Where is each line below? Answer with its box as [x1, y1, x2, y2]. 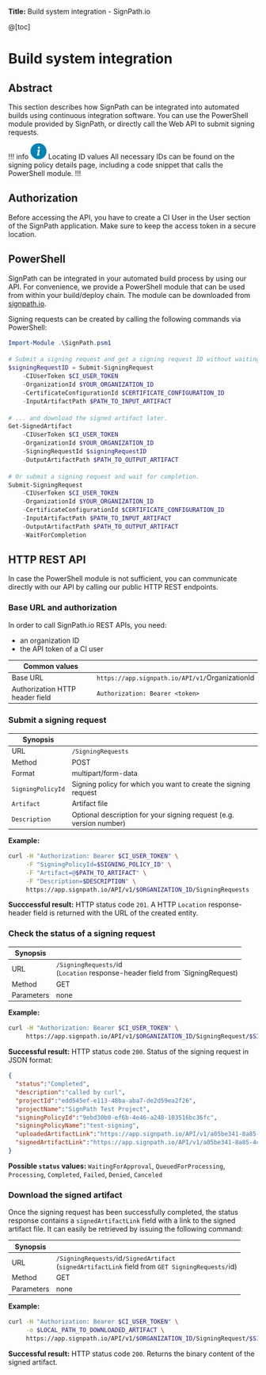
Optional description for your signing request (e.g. [71, 810, 235, 819]
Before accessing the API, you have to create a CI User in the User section [8, 212, 251, 222]
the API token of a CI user [19, 644, 104, 653]
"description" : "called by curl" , [15, 1088, 126, 1096]
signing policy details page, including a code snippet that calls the [8, 160, 223, 170]
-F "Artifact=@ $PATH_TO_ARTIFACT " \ [25, 869, 147, 877]
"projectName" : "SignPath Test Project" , [15, 1105, 150, 1113]
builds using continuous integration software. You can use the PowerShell [8, 111, 249, 120]
